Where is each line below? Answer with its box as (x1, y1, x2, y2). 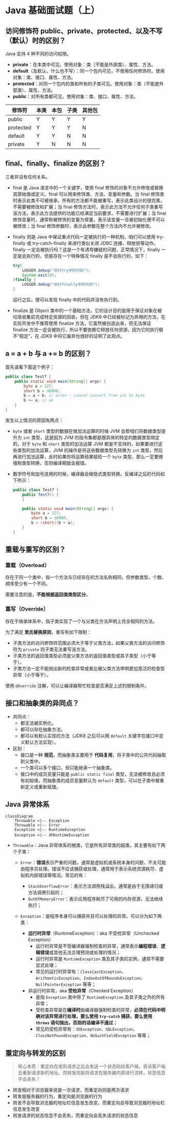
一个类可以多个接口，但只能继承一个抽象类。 (20, 764, 115, 771)
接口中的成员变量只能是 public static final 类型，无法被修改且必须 (20, 771, 165, 777)
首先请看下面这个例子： (5, 363, 55, 370)
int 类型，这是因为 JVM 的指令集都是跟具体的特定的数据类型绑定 (22, 434, 160, 441)
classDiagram (5, 814, 33, 819)
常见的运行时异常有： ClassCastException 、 (35, 968, 127, 975)
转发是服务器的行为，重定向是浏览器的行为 (12, 1093, 103, 1100)
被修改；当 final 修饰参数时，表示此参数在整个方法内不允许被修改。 (12, 223, 154, 229)
